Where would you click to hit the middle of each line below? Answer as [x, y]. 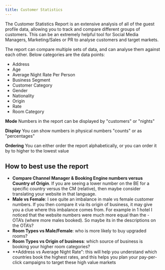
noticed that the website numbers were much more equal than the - [81, 215]
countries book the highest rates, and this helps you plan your [75, 257]
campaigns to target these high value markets [69, 263]
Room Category [28, 111]
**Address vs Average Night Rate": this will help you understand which [84, 252]
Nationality [23, 96]
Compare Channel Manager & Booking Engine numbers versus [77, 178]
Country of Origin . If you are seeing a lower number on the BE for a [81, 183]
